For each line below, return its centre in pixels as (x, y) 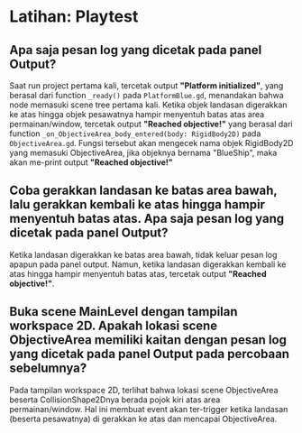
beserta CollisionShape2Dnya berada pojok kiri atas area (115, 400)
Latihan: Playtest (74, 17)
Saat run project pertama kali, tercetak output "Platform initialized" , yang (146, 86)
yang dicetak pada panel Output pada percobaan (150, 354)
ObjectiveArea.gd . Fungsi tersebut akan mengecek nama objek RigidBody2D (151, 143)
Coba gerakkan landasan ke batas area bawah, (143, 191)
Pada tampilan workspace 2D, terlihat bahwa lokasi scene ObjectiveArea (144, 390)
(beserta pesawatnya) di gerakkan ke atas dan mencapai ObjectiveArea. (143, 419)
